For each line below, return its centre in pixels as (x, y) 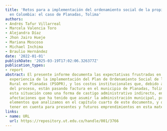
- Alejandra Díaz (23, 33)
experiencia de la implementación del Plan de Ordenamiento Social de (84, 79)
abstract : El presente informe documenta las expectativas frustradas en (83, 75)
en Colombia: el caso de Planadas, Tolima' (55, 14)
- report (14, 70)
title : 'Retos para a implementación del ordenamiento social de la (78, 10)
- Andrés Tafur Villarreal (33, 24)
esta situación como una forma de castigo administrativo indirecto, (83, 93)
